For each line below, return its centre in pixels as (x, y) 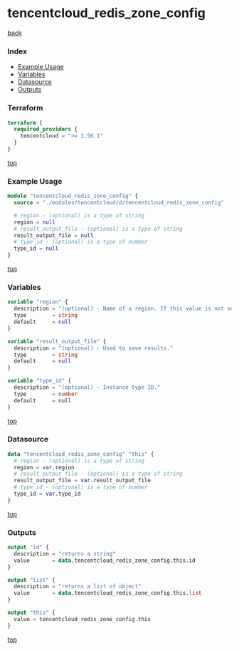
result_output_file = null (54, 235)
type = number (46, 394)
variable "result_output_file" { (57, 341)
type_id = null (36, 249)
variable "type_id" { (39, 381)
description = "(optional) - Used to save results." (94, 348)
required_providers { (46, 130)
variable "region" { (38, 302)
